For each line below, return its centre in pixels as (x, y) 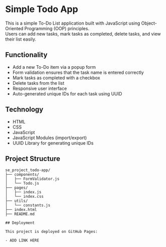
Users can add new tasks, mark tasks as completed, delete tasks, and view (83, 34)
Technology (24, 110)
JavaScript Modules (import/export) (50, 138)
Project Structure (33, 158)
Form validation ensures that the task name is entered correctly (78, 72)
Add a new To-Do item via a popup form (54, 67)
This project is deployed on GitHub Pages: (52, 232)
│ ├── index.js (23, 192)
